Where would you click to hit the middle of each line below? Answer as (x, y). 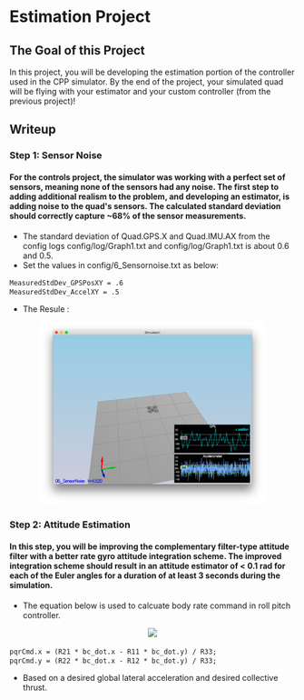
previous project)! (43, 101)
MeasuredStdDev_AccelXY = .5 (64, 292)
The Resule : (46, 309)
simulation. (31, 585)
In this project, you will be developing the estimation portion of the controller (152, 72)
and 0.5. (38, 255)
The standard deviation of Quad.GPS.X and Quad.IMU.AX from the (146, 236)
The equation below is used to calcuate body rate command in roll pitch (157, 605)
